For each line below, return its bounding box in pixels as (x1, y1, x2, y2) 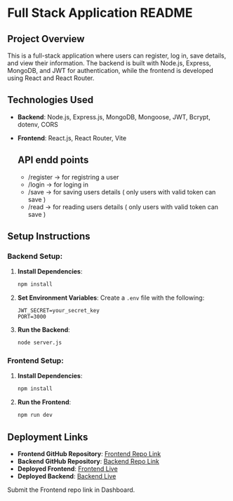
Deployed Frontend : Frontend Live (17, 465, 118, 473)
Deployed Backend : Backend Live (17, 472, 116, 480)
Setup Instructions (7, 230, 91, 243)
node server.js (17, 339, 62, 347)
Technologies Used (7, 94, 93, 106)
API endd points (17, 154, 89, 166)
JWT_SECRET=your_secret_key (17, 307, 100, 314)
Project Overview (7, 33, 85, 45)
